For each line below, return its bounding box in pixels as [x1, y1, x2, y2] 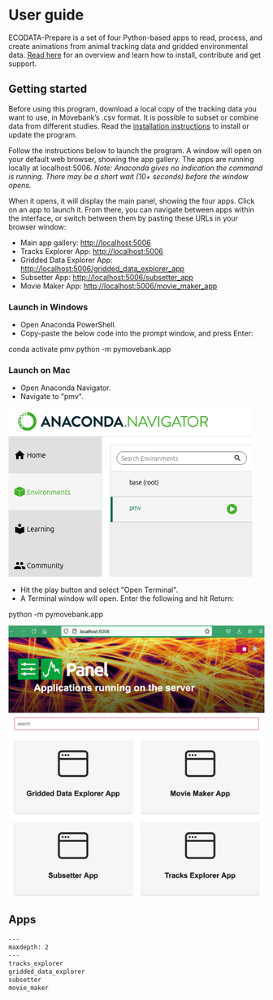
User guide [8, 6, 84, 24]
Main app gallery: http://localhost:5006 [19, 238, 152, 248]
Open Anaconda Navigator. [19, 383, 111, 393]
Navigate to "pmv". [19, 392, 84, 401]
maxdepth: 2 [8, 943, 49, 951]
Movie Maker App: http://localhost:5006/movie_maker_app [19, 281, 218, 291]
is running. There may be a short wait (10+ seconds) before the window [8, 171, 249, 181]
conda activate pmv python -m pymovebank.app [8, 344, 171, 354]
